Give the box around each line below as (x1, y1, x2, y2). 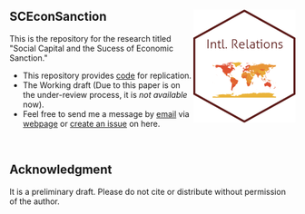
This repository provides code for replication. (22, 70, 192, 81)
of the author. (9, 196, 61, 207)
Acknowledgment (9, 162, 113, 178)
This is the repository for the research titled (9, 33, 172, 44)
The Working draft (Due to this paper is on (22, 79, 181, 91)
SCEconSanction (9, 9, 107, 24)
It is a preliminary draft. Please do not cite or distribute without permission (9, 186, 286, 197)
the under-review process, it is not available (22, 89, 188, 100)
